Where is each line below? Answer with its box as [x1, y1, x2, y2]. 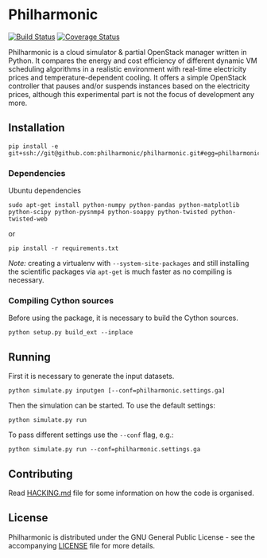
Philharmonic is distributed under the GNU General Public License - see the [8, 532, 256, 542]
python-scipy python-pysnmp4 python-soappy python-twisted [8, 209, 208, 217]
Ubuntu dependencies [8, 185, 82, 196]
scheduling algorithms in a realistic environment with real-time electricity [8, 64, 247, 73]
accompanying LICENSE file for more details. [8, 540, 156, 550]
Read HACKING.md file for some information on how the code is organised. [8, 488, 254, 498]
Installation [8, 121, 65, 135]
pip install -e [8, 142, 59, 150]
